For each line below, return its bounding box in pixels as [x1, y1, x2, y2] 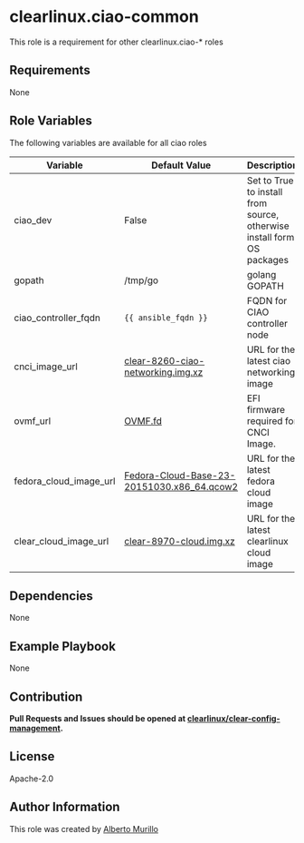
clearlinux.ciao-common [9, 6, 199, 27]
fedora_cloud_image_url [14, 475, 116, 487]
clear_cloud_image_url [14, 534, 109, 547]
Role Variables [9, 113, 92, 129]
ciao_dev [14, 213, 52, 226]
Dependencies [9, 588, 93, 603]
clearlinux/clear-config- [186, 713, 280, 723]
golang [246, 268, 277, 280]
